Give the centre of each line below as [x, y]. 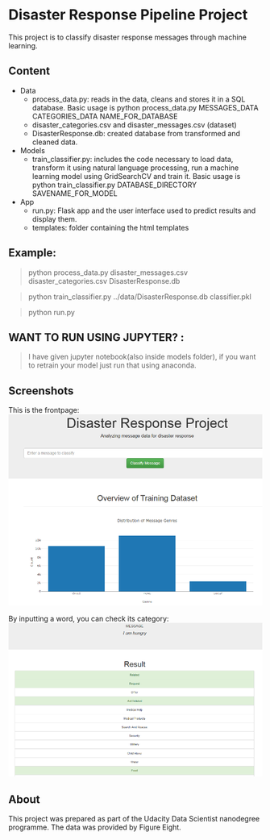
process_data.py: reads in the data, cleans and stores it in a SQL [139, 99]
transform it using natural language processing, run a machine [135, 168]
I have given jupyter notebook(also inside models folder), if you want [142, 357]
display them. [54, 218]
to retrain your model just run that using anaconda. [112, 365]
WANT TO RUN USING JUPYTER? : [96, 337]
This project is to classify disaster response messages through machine [128, 37]
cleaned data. [55, 142]
